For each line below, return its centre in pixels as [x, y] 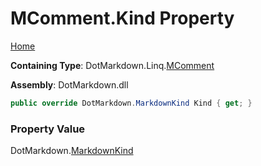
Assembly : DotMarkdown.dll [69, 84]
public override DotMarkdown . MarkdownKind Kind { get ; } [131, 103]
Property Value [48, 129]
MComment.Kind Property [122, 18]
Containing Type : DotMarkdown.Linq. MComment [112, 65]
